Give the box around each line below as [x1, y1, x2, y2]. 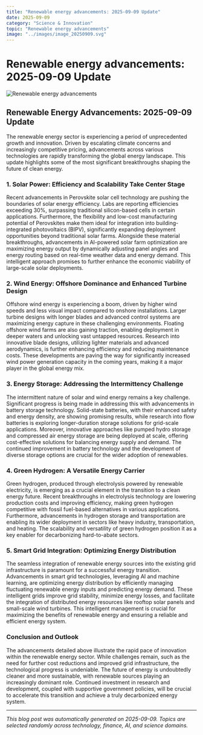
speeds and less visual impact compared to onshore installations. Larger [6, 307, 187, 314]
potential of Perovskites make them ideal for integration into [6, 220, 155, 227]
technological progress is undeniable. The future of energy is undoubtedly [6, 666, 192, 673]
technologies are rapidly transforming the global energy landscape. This [6, 152, 186, 159]
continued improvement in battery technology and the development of [6, 445, 181, 452]
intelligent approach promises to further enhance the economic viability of [6, 258, 191, 266]
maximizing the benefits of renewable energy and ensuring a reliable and [6, 611, 188, 619]
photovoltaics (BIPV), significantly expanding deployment [33, 226, 176, 233]
